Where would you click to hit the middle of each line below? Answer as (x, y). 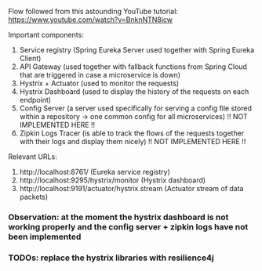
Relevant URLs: (33, 157)
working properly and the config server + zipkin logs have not (128, 226)
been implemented (45, 237)
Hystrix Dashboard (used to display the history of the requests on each (134, 92)
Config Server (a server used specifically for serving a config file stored (136, 108)
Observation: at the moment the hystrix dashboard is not (118, 217)
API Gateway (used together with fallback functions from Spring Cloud (133, 67)
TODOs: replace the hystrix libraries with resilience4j (111, 258)
